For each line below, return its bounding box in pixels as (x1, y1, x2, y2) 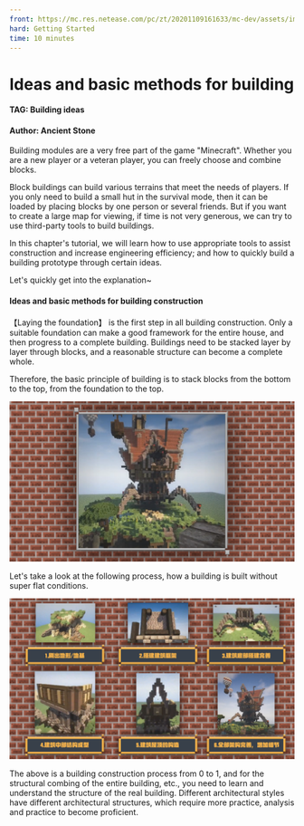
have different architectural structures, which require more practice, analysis (9, 797, 295, 808)
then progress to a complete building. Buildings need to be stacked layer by (9, 336, 291, 348)
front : (9, 14, 34, 24)
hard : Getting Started (9, 24, 95, 34)
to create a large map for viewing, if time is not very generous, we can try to (9, 211, 292, 222)
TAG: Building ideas (9, 104, 85, 115)
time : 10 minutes (9, 34, 75, 43)
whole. (9, 356, 34, 367)
